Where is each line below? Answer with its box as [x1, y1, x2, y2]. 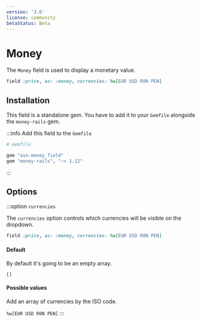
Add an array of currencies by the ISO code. [6, 298, 118, 305]
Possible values [6, 284, 48, 292]
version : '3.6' [6, 9, 45, 15]
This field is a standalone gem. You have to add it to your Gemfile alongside [6, 111, 196, 119]
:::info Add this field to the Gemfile [6, 130, 92, 137]
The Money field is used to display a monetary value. [6, 66, 136, 74]
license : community [6, 15, 56, 21]
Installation [6, 95, 50, 105]
